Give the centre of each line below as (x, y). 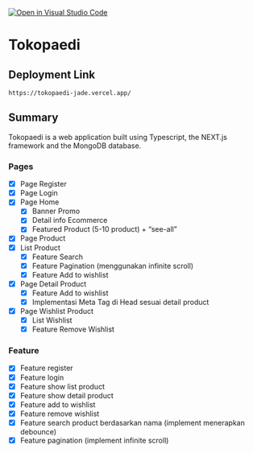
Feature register (47, 368)
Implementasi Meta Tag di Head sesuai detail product (120, 302)
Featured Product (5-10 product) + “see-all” (104, 229)
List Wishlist (52, 320)
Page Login (39, 193)
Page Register (43, 184)
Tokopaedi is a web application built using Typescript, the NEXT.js (118, 137)
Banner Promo (56, 211)
